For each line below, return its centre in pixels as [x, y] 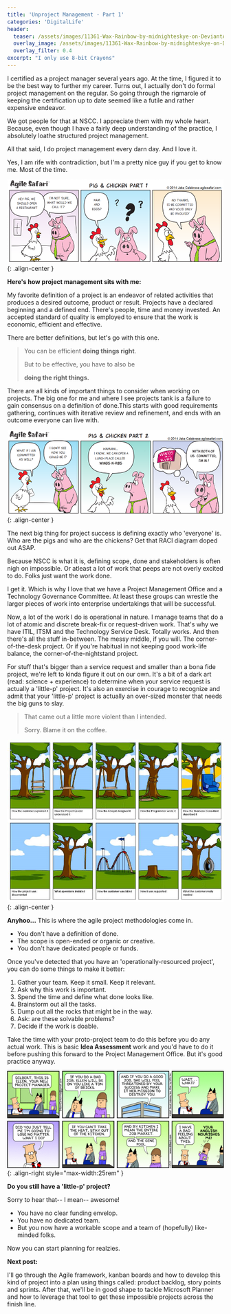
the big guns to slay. [36, 703]
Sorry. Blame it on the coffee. [65, 730]
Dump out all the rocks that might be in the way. [85, 1011]
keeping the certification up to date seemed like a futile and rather [101, 100]
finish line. [22, 1304]
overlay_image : [35, 44]
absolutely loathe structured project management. [78, 135]
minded [28, 1235]
